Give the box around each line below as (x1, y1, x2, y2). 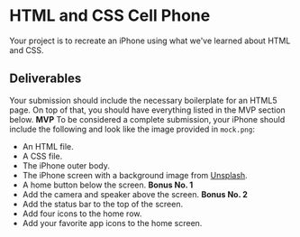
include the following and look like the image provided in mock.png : (9, 123, 255, 134)
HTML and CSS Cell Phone (9, 5, 211, 26)
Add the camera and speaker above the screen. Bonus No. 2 (22, 188, 248, 199)
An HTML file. (22, 141, 74, 151)
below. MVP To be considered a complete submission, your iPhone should (9, 114, 286, 124)
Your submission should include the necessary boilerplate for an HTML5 (9, 95, 277, 105)
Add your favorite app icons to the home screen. (22, 217, 203, 228)
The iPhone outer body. (22, 160, 110, 171)
